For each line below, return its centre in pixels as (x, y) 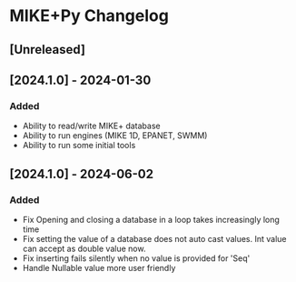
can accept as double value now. (84, 248)
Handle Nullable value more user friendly (99, 267)
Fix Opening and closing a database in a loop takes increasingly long (151, 219)
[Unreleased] (48, 50)
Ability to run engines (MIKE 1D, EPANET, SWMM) (115, 136)
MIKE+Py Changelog (89, 16)
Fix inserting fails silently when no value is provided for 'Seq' (136, 258)
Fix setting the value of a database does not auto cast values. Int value (154, 238)
